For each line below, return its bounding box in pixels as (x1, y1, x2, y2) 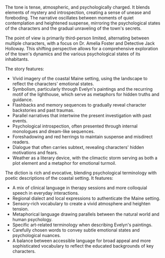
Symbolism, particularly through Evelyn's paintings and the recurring (12, 86, 153, 92)
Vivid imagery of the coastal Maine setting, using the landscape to (12, 76, 148, 81)
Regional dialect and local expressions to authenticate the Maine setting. (12, 195, 161, 201)
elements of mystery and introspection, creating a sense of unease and (5, 9, 151, 15)
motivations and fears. (12, 149, 58, 155)
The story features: (5, 66, 45, 72)
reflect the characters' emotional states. (12, 81, 94, 87)
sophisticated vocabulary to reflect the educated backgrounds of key (12, 243, 154, 249)
